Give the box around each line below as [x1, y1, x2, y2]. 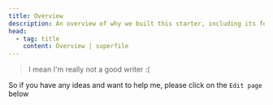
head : [8, 27, 27, 35]
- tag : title [15, 34, 60, 43]
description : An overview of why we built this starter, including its [8, 20, 256, 28]
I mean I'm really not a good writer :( [28, 64, 150, 74]
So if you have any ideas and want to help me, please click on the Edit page [8, 81, 262, 90]
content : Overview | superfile [23, 42, 129, 50]
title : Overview [8, 11, 63, 20]
